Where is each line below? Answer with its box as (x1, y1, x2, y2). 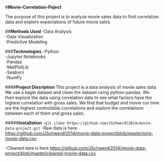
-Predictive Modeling (5, 39, 47, 45)
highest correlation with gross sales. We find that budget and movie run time (5, 100, 160, 105)
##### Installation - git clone (5, 120, 65, 126)
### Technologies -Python (5, 49, 59, 54)
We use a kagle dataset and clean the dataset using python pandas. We (5, 90, 150, 95)
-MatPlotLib (5, 64, 29, 70)
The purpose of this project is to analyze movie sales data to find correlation (5, 14, 159, 19)
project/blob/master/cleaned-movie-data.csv (5, 150, 96, 156)
